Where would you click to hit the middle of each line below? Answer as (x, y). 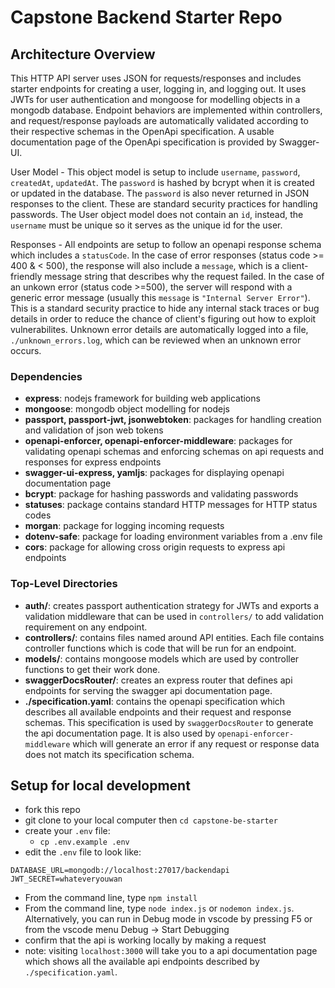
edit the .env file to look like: (83, 852)
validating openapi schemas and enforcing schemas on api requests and (174, 452)
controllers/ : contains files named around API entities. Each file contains (174, 637)
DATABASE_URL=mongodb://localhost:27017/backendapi (120, 871)
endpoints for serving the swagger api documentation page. (148, 690)
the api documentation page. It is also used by (120, 733)
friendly (26, 276)
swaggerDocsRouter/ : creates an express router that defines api (158, 680)
